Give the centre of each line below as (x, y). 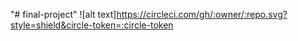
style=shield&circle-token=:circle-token (92, 25)
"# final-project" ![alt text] (63, 14)
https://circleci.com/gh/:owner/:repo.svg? (202, 14)
